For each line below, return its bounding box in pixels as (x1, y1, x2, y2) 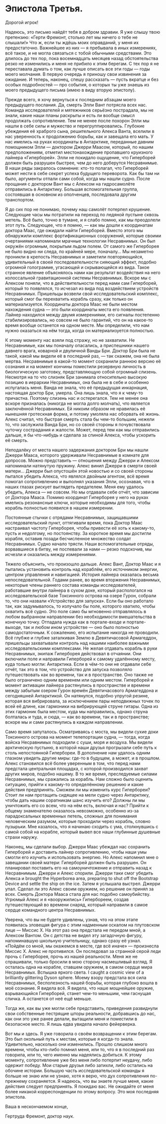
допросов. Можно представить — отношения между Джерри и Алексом (5, 457, 160, 463)
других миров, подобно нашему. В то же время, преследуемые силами (5, 771, 158, 777)
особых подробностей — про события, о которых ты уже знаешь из (5, 81, 150, 87)
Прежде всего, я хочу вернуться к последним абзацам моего (5, 96, 136, 102)
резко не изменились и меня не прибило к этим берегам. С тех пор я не (5, 61, 160, 66)
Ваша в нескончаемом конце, (5, 1103, 68, 1109)
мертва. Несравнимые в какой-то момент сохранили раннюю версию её (5, 358, 161, 364)
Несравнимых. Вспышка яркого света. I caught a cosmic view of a (5, 969, 144, 975)
